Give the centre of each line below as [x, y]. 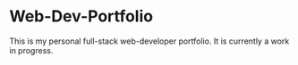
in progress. [31, 50]
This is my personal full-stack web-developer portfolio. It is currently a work [149, 41]
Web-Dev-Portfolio [81, 16]
